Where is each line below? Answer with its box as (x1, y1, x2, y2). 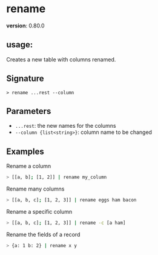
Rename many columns (6, 185, 65, 193)
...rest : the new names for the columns (15, 122, 116, 130)
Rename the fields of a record (6, 231, 81, 238)
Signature (6, 74, 44, 84)
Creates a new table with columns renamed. (6, 55, 116, 63)
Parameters (6, 106, 51, 116)
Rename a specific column (6, 208, 73, 215)
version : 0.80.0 (6, 22, 45, 29)
